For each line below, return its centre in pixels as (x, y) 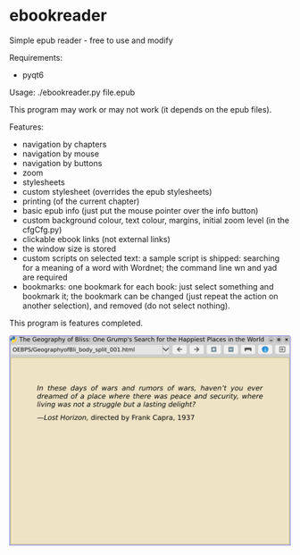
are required (45, 277)
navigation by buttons (62, 163)
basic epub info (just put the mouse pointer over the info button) (140, 210)
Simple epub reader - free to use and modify (92, 40)
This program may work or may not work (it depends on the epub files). (141, 109)
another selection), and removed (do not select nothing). (126, 306)
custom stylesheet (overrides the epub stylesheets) (117, 191)
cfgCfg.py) (42, 230)
